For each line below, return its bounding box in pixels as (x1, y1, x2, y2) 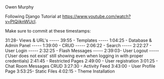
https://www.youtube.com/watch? (62, 14, 131, 19)
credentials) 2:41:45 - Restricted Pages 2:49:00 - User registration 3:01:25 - (5, 58, 158, 63)
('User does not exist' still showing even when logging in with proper (5, 53, 143, 59)
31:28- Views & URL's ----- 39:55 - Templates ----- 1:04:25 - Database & (5, 37, 152, 43)
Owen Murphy (5, 4, 34, 10)
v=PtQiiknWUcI (5, 19, 36, 24)
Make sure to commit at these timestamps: (5, 28, 91, 33)
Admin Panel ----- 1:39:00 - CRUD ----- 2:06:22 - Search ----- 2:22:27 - (5, 43, 152, 48)
